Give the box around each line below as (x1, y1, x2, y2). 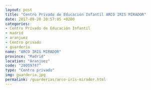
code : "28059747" (5, 63, 41, 68)
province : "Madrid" (5, 53, 46, 59)
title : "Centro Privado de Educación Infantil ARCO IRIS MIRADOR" (5, 12, 146, 17)
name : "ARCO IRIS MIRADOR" (5, 49, 61, 54)
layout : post (5, 7, 32, 12)
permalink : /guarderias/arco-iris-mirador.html (5, 77, 106, 82)
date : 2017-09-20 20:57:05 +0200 (5, 16, 75, 21)
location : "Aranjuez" (5, 58, 50, 63)
